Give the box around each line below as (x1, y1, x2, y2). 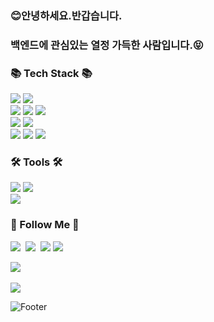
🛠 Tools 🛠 (10, 155, 63, 169)
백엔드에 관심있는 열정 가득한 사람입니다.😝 (10, 38, 204, 52)
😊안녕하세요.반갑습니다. (10, 8, 123, 22)
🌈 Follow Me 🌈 (10, 218, 80, 232)
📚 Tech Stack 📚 (10, 66, 93, 80)
